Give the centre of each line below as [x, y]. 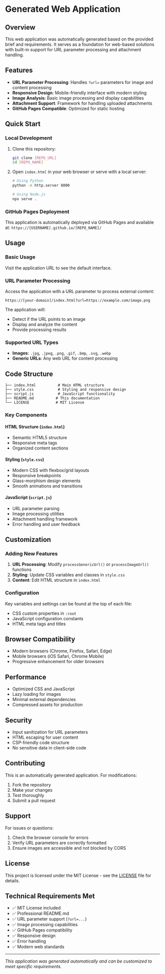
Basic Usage [20, 257]
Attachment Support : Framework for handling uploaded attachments [82, 103]
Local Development [29, 138]
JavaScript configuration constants [48, 618]
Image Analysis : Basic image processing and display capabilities [78, 98]
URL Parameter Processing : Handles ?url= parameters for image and [82, 82]
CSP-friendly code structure [41, 743]
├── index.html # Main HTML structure [55, 385]
